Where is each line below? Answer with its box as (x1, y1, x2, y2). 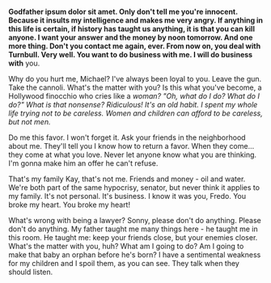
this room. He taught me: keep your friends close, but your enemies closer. (8, 233, 258, 242)
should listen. (8, 267, 53, 277)
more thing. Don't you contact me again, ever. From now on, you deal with (8, 41, 261, 51)
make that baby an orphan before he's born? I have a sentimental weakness (8, 250, 261, 260)
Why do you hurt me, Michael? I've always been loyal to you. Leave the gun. (8, 74, 262, 83)
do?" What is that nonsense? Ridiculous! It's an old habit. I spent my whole (8, 100, 258, 109)
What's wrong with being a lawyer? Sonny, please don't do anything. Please (8, 216, 261, 225)
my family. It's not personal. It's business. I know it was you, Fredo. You (8, 192, 247, 201)
